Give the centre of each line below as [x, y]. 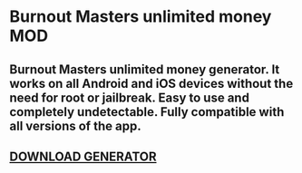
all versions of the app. [76, 125]
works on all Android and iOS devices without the [151, 83]
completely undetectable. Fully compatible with [147, 112]
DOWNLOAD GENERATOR [83, 156]
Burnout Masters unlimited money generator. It [145, 69]
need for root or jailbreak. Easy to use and [129, 97]
